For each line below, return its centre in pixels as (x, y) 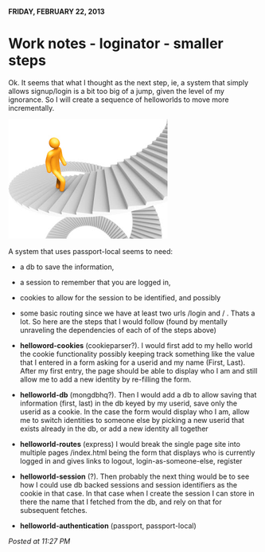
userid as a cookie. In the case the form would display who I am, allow (134, 411)
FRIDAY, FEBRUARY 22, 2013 (57, 12)
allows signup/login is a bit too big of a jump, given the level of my (117, 91)
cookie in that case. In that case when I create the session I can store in (137, 493)
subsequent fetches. (53, 510)
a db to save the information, (67, 267)
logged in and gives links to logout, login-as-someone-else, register (131, 460)
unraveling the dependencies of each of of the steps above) (118, 330)
